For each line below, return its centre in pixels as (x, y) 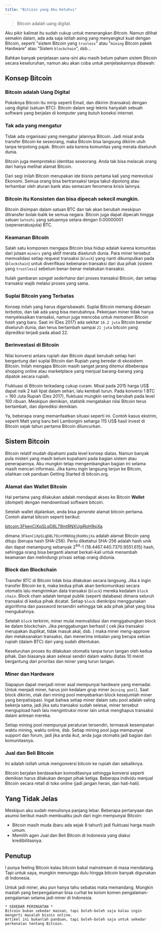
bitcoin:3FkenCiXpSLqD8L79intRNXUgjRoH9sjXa (54, 526)
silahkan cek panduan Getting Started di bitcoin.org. (57, 474)
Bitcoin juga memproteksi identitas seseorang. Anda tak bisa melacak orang (81, 161)
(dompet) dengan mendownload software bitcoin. (55, 502)
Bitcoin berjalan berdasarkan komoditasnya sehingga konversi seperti (75, 773)
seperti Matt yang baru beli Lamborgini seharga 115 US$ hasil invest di (75, 421)
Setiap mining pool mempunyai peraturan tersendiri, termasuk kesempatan (80, 725)
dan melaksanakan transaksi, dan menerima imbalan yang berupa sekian (78, 636)
